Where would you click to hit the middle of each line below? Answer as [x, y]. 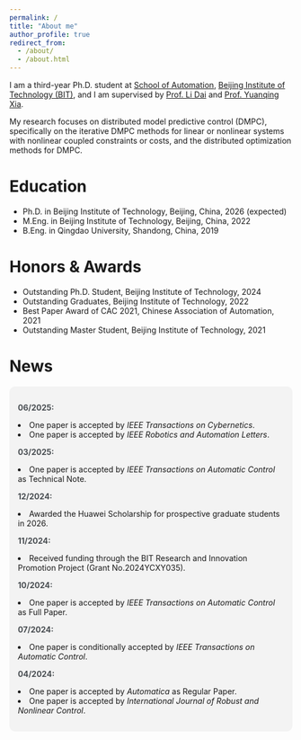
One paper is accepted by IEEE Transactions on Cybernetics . [142, 424]
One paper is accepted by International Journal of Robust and [144, 700]
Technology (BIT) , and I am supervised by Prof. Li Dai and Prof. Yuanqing [144, 94]
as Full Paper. [42, 611]
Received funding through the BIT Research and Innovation [138, 557]
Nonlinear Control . [52, 710]
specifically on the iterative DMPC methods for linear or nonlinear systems [147, 131]
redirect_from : [38, 43]
